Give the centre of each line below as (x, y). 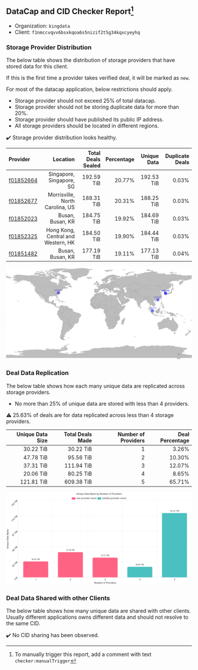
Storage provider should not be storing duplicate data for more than (97, 107)
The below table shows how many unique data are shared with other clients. (99, 611)
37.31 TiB (36, 465)
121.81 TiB (34, 482)
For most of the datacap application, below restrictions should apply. (89, 89)
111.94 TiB (78, 465)
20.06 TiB (36, 474)
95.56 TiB (80, 457)
